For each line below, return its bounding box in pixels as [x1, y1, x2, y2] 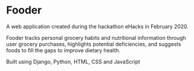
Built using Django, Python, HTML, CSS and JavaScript [6, 58, 141, 65]
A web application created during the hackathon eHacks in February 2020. [6, 23, 189, 30]
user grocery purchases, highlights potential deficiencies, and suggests [6, 40, 182, 48]
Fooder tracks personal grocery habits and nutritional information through [6, 34, 186, 41]
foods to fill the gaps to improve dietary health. [6, 46, 120, 53]
